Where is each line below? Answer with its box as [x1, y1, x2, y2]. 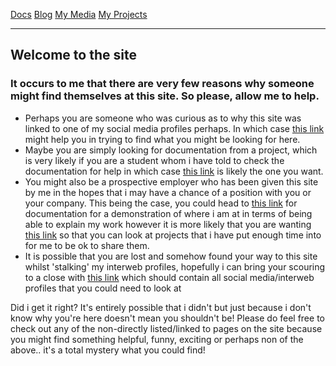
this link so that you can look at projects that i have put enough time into [24, 229, 322, 241]
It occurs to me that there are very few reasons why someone [10, 77, 315, 91]
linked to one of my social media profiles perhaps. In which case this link [24, 122, 325, 134]
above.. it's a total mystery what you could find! [10, 344, 206, 356]
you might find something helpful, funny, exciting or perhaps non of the [10, 333, 304, 345]
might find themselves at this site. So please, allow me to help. [10, 89, 320, 103]
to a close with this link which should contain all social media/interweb [24, 271, 315, 283]
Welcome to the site [10, 47, 137, 64]
